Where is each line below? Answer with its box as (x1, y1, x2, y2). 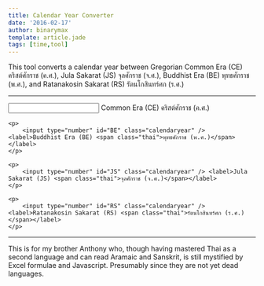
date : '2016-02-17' (8, 19, 72, 27)
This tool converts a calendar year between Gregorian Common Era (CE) (8, 62, 244, 71)
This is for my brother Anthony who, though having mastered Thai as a (8, 244, 237, 254)
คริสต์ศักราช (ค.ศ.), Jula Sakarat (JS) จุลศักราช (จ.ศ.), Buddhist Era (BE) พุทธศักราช (8, 71, 250, 80)
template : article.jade (8, 33, 86, 42)
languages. (8, 269, 45, 279)
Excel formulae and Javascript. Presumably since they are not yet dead (8, 261, 239, 270)
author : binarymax (8, 26, 68, 34)
